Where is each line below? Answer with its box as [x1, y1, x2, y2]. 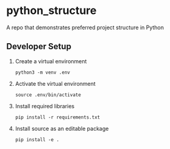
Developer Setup [6, 41, 72, 52]
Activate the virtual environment [15, 80, 96, 87]
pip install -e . [15, 136, 60, 143]
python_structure [6, 4, 97, 18]
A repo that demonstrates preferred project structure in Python [6, 24, 165, 31]
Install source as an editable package [15, 125, 109, 132]
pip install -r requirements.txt [15, 114, 101, 120]
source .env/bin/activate [15, 92, 81, 98]
